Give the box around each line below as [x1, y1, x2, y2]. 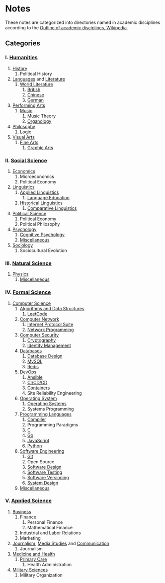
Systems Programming [27, 406, 74, 412]
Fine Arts [19, 139, 39, 145]
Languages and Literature [12, 76, 66, 82]
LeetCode [27, 311, 48, 317]
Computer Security [19, 332, 59, 338]
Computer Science [12, 300, 51, 306]
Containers [27, 385, 50, 391]
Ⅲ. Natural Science [5, 259, 52, 266]
